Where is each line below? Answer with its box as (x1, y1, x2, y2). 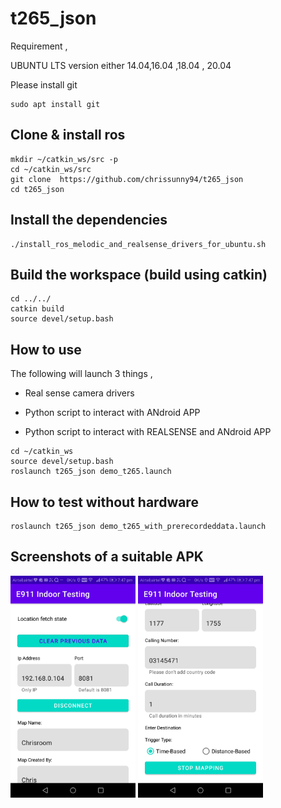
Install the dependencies (10, 212, 168, 229)
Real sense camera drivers (24, 387, 135, 399)
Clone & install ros (10, 127, 126, 144)
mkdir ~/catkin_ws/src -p (10, 154, 118, 164)
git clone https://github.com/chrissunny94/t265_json (10, 174, 244, 184)
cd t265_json (10, 184, 65, 194)
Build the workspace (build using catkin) (10, 266, 268, 283)
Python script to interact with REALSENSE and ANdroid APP (24, 426, 272, 438)
